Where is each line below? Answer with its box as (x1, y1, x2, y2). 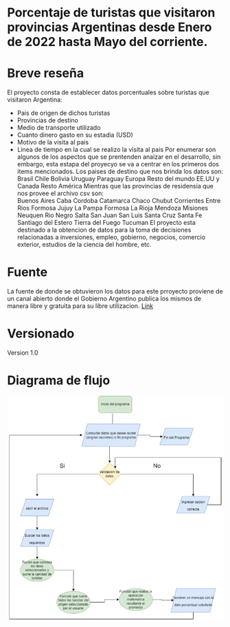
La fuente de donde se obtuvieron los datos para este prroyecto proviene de (7, 287, 223, 296)
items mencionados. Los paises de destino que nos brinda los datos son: (16, 167, 223, 176)
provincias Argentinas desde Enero (7, 19, 212, 35)
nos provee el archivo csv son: (16, 189, 104, 197)
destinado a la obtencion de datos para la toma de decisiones (16, 225, 192, 234)
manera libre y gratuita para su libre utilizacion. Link (7, 302, 153, 310)
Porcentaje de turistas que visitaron (7, 5, 216, 21)
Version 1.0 (7, 349, 38, 357)
